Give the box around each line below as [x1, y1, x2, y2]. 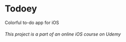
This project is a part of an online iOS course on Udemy [5, 31, 121, 37]
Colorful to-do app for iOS [5, 19, 59, 25]
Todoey [5, 3, 37, 14]
